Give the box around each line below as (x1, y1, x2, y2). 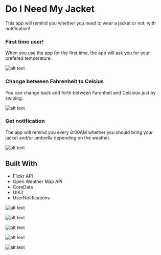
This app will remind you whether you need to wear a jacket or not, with (5, 20, 156, 26)
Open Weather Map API (12, 178, 63, 184)
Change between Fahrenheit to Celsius (5, 78, 104, 85)
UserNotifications (12, 195, 50, 201)
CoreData (12, 183, 33, 190)
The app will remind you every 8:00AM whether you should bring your (5, 129, 153, 135)
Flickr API (12, 173, 33, 179)
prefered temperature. (5, 55, 52, 61)
